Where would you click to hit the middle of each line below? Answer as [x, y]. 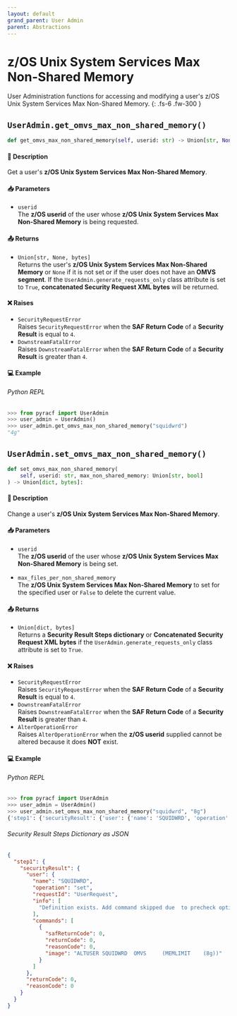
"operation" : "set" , [63, 888]
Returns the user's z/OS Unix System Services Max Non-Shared [113, 264]
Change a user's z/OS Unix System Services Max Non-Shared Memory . [114, 514]
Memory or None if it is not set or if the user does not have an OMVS [117, 271]
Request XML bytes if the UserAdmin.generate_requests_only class [115, 642]
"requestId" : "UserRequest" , [75, 895]
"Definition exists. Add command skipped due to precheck [127, 907]
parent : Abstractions [39, 27]
